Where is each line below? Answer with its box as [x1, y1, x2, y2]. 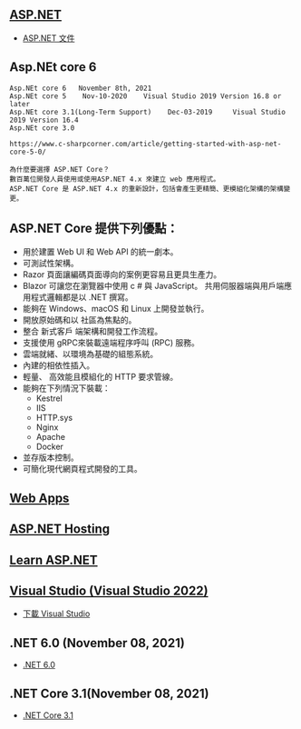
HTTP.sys [35, 413, 73, 424]
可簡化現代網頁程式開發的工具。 [22, 464, 142, 474]
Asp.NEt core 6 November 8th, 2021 [9, 84, 152, 93]
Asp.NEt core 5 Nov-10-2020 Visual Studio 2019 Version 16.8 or [9, 91, 282, 101]
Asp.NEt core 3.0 [9, 123, 75, 133]
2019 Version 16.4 [9, 115, 79, 125]
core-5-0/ [9, 147, 47, 156]
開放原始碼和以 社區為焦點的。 [22, 315, 137, 325]
